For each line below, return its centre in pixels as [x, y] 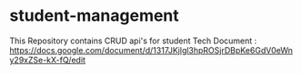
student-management [94, 16]
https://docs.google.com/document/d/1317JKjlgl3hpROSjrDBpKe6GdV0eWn [151, 50]
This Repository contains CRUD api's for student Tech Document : [133, 41]
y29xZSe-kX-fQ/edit [48, 60]
